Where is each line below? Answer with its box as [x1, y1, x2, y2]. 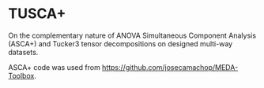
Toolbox [8, 71, 35, 80]
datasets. [8, 47, 39, 57]
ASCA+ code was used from [8, 62, 100, 71]
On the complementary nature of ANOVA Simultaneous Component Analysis [8, 31, 257, 40]
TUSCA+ [8, 5, 66, 23]
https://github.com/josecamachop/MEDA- [101, 62, 239, 71]
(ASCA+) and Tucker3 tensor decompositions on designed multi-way [8, 38, 233, 48]
